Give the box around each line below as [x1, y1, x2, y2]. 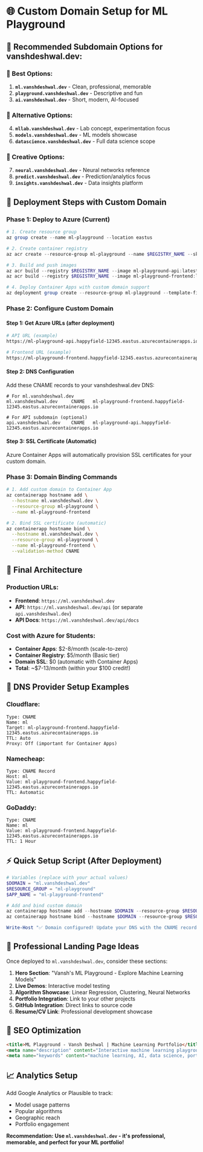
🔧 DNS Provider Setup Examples [6, 682, 130, 692]
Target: [6, 724, 26, 731]
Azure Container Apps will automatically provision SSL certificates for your [6, 451, 192, 459]
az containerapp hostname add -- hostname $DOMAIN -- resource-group [6, 908, 180, 914]
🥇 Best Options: [6, 69, 53, 78]
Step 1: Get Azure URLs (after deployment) [6, 319, 115, 327]
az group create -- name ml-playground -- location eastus [6, 235, 153, 241]
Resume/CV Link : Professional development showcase [14, 1008, 153, 1015]
